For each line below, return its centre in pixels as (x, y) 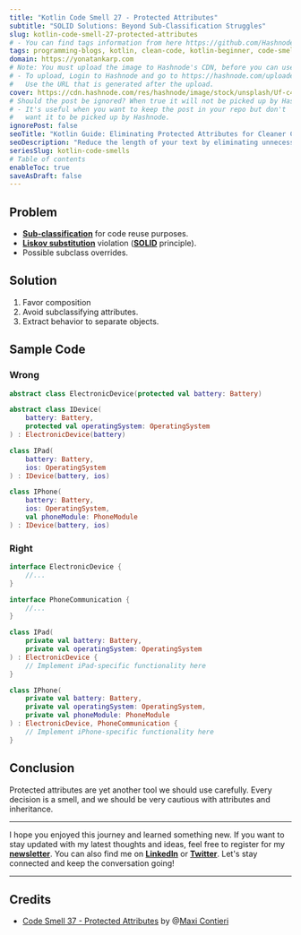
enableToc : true (39, 167)
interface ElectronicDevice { (66, 567)
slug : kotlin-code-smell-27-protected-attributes (104, 34)
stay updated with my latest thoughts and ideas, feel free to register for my (147, 844)
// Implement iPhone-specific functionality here (120, 732)
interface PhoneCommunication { (69, 600)
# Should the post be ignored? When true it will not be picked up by (144, 101)
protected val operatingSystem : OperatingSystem (118, 426)
